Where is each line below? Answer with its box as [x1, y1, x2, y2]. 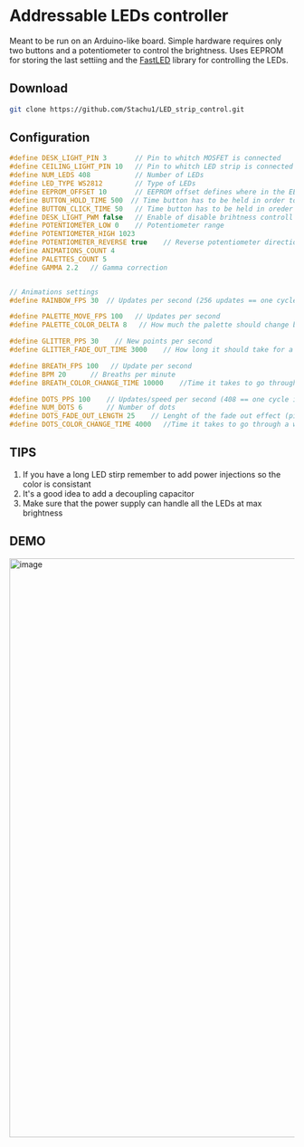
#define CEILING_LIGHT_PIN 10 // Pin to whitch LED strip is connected [9, 162, 294, 172]
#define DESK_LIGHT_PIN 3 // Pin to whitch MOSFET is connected [9, 154, 281, 163]
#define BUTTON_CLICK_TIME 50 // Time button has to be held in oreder [9, 204, 294, 213]
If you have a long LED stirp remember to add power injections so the [22, 469, 281, 479]
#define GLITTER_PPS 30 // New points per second [9, 337, 213, 346]
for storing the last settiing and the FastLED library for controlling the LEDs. [9, 54, 289, 65]
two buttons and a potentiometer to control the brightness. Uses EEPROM [9, 44, 284, 55]
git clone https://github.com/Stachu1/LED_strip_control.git [9, 105, 245, 114]
